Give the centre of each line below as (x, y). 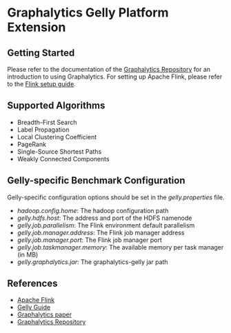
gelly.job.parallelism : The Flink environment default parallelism (106, 225)
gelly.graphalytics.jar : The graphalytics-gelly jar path (92, 262)
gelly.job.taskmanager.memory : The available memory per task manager (120, 247)
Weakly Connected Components (63, 159)
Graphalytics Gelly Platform (88, 13)
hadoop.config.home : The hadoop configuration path (93, 210)
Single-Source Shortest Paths (59, 151)
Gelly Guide (33, 307)
